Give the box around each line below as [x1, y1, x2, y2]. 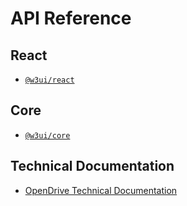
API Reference [10, 7, 132, 30]
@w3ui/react [24, 75, 75, 85]
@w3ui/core [24, 130, 71, 141]
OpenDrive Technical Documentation [24, 184, 178, 196]
